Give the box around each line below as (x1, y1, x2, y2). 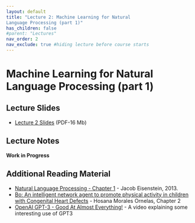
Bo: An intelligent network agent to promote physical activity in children (14, 190, 189, 198)
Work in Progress (6, 151, 50, 159)
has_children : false (6, 25, 57, 31)
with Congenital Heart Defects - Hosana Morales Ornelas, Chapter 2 (14, 197, 181, 204)
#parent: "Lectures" (6, 31, 57, 37)
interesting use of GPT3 (14, 209, 73, 216)
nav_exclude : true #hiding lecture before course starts (6, 42, 149, 48)
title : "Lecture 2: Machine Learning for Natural (6, 14, 131, 20)
